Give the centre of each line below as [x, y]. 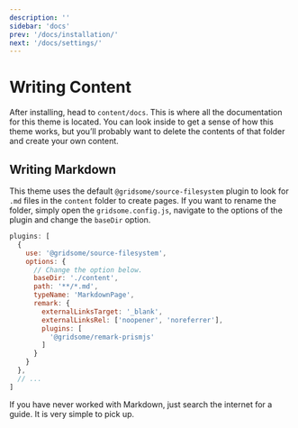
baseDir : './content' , [76, 278]
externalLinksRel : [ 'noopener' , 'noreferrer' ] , [132, 320]
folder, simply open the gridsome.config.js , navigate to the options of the [146, 210]
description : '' [40, 18]
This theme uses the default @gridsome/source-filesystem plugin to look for [149, 191]
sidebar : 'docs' [40, 26]
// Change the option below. [88, 270]
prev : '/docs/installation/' [64, 34]
